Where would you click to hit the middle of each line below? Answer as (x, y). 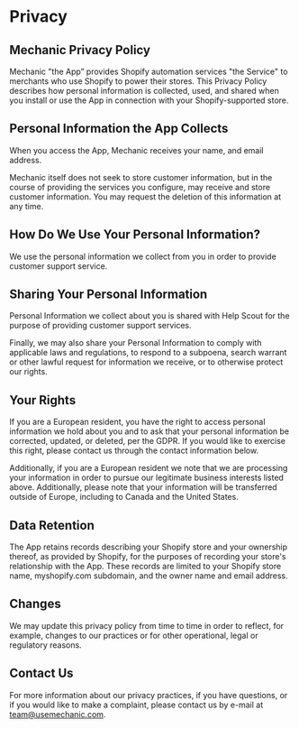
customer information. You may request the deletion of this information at (145, 197)
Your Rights (43, 400)
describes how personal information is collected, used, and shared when (144, 91)
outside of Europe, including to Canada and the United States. (124, 497)
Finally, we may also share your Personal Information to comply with (136, 343)
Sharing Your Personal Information (109, 295)
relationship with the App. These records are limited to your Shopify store (145, 567)
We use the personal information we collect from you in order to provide (143, 256)
